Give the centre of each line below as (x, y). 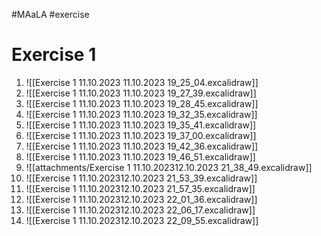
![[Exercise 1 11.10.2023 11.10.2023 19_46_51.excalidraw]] (140, 156)
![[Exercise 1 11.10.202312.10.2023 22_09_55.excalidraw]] (142, 220)
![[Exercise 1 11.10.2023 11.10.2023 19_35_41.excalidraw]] (141, 125)
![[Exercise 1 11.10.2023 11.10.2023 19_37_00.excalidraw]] (141, 135)
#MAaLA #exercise (50, 14)
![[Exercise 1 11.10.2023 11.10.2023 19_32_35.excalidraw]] (141, 114)
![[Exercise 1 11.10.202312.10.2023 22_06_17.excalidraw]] (140, 210)
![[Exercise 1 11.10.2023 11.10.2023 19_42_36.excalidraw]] (142, 146)
